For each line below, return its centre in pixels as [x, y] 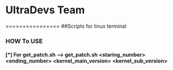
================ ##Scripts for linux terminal [66, 26]
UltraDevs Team [45, 10]
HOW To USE [24, 41]
